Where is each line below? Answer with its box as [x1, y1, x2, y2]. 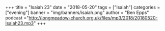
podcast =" [5, 15, 29, 20]
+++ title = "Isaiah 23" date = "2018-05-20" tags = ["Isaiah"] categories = [5, 4, 160, 10]
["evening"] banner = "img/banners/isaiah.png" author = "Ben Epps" [5, 9, 149, 15]
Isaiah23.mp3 [5, 20, 34, 26]
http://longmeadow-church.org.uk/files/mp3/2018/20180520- [29, 15, 158, 20]
